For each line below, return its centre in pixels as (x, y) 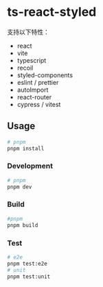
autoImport (33, 90)
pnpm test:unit (29, 277)
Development (30, 166)
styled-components (45, 75)
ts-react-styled (52, 12)
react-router (34, 97)
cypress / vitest (39, 104)
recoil (25, 68)
